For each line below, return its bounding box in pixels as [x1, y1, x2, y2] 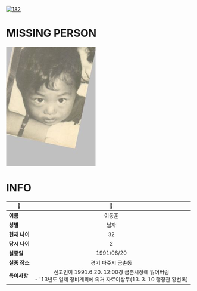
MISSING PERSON [6, 27, 97, 40]
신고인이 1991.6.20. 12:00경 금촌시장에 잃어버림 [53, 268, 170, 275]
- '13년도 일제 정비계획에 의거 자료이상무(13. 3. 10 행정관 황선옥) [35, 276, 189, 283]
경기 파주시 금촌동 [90, 259, 132, 266]
